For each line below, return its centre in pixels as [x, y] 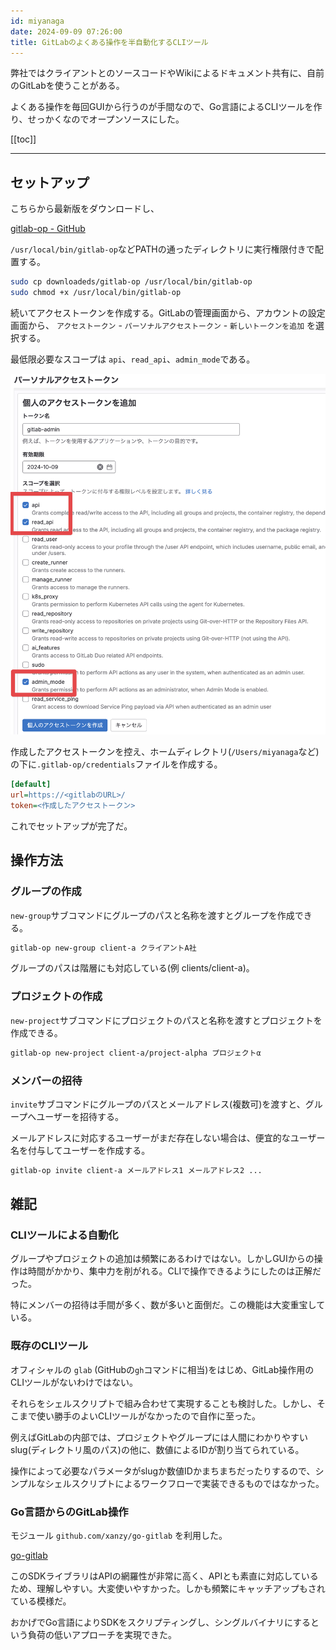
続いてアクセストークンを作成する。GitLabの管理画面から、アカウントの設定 [168, 312]
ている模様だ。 [41, 1601]
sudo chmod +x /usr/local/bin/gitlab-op [96, 293]
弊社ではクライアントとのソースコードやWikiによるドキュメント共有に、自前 [167, 73]
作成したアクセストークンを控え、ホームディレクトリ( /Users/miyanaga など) [165, 752]
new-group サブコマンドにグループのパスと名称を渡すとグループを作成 [152, 915]
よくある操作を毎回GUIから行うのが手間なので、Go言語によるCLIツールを [162, 107]
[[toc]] [23, 139]
